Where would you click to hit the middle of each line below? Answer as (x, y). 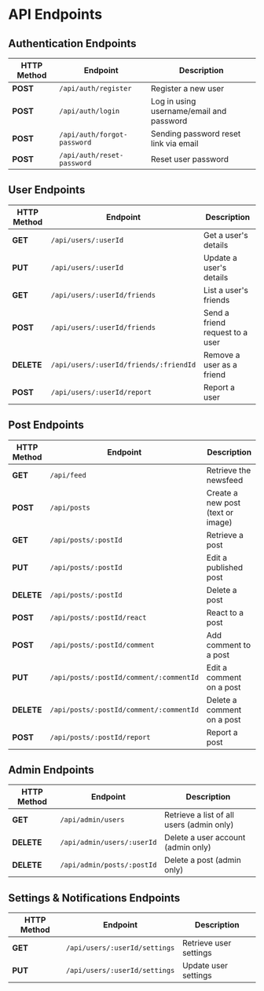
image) (220, 522)
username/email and (189, 111)
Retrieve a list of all (199, 815)
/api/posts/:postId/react (98, 617)
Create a (222, 492)
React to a (225, 613)
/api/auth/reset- (91, 155)
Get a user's (226, 235)
